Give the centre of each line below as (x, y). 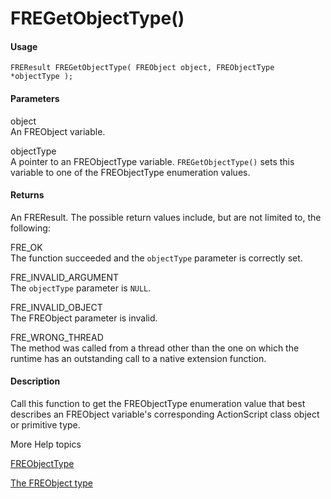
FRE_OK (26, 247)
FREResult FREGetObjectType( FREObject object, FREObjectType (142, 68)
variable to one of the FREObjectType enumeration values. (130, 172)
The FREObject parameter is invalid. (84, 318)
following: (30, 228)
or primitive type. (45, 425)
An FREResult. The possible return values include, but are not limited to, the (166, 217)
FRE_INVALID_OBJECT (56, 307)
